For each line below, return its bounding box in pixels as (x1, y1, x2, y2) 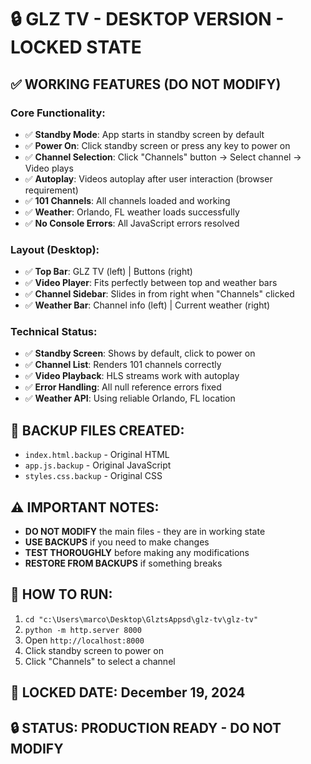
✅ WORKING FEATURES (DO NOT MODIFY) (10, 76, 282, 93)
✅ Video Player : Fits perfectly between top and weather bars (24, 277, 278, 289)
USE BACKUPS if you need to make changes (24, 536, 210, 548)
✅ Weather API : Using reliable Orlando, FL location (24, 392, 236, 405)
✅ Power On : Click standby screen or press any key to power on (24, 139, 291, 151)
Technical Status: (10, 325, 98, 339)
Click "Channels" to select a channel (24, 655, 176, 667)
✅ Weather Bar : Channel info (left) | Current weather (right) (24, 299, 271, 311)
